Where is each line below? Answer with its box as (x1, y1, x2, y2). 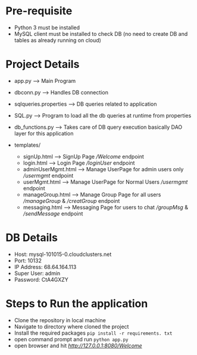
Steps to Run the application (5, 297, 148, 310)
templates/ (14, 141, 41, 149)
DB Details (5, 231, 58, 245)
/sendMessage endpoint (23, 210, 83, 217)
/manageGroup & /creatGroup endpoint (23, 197, 120, 204)
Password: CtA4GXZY (14, 276, 69, 283)
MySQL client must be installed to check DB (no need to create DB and (14, 30, 188, 37)
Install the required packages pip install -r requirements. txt (14, 329, 173, 337)
